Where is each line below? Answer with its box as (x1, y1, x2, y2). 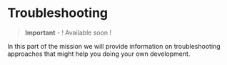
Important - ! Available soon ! (24, 28, 112, 37)
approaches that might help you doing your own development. (7, 49, 191, 58)
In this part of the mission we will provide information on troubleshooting (7, 42, 221, 50)
